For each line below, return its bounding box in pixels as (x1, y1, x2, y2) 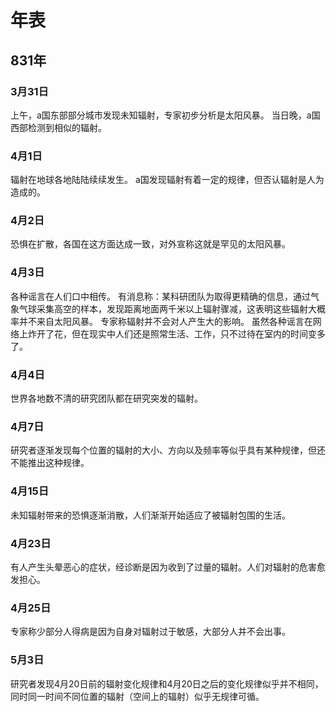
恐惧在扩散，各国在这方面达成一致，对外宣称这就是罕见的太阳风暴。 (10, 238, 291, 250)
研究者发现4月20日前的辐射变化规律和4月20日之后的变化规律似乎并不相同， (10, 677, 324, 690)
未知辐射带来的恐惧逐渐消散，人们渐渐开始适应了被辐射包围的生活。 (10, 509, 291, 521)
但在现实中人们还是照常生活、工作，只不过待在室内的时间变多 (71, 327, 326, 340)
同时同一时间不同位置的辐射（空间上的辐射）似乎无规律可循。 (10, 690, 265, 702)
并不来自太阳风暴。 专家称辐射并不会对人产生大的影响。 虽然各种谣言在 (18, 315, 313, 327)
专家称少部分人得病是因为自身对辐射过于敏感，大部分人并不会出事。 (10, 626, 291, 638)
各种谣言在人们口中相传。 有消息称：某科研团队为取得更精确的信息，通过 (10, 290, 311, 302)
